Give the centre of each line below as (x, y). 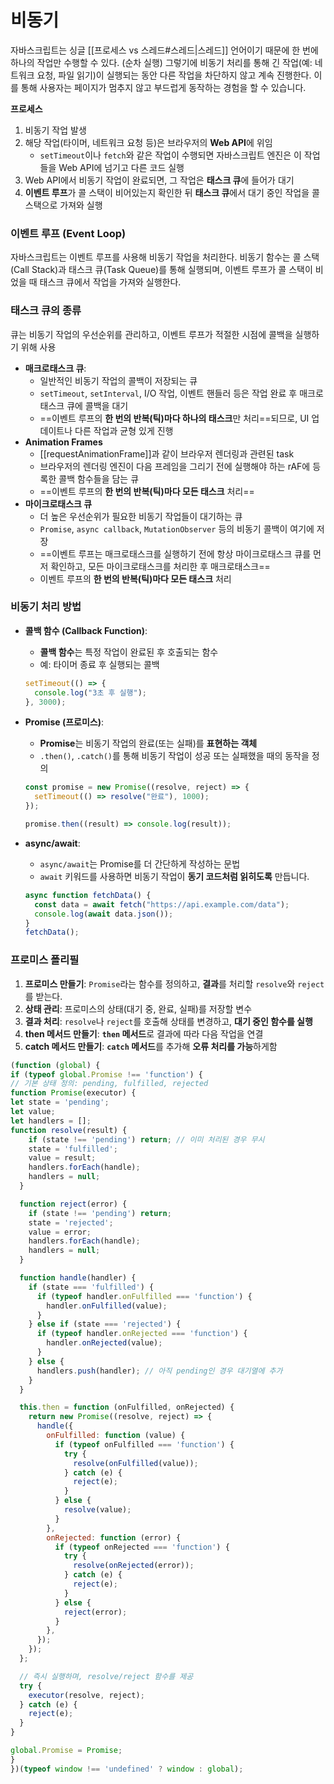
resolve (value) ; (97, 1510)
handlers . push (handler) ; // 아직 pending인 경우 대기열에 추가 (159, 1371)
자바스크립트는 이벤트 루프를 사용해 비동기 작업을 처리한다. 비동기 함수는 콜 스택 (165, 257)
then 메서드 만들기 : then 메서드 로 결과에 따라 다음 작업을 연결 (144, 1033)
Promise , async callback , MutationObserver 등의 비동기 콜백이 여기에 (177, 528)
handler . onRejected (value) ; (104, 1343)
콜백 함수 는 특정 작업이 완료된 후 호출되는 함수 (129, 652)
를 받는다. (43, 996)
